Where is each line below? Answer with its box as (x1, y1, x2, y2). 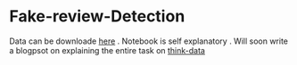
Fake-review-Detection (9, 6, 186, 27)
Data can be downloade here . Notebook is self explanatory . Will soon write (9, 36, 288, 46)
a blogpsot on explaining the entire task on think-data (9, 45, 205, 55)
